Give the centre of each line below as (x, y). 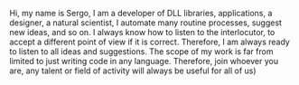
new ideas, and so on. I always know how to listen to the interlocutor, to (142, 32)
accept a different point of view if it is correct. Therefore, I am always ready (150, 42)
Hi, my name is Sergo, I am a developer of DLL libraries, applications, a (141, 13)
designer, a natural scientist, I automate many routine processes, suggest (146, 23)
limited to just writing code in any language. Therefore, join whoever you (144, 61)
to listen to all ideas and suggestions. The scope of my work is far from (141, 52)
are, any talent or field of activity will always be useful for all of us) (133, 71)
